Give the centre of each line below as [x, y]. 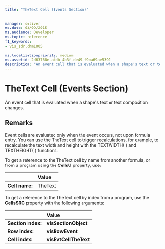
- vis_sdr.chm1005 [24, 46]
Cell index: [20, 239]
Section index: [25, 223]
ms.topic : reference [26, 37]
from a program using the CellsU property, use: [53, 165]
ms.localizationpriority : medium [39, 55]
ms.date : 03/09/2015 [26, 28]
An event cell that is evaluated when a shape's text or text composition [77, 102]
